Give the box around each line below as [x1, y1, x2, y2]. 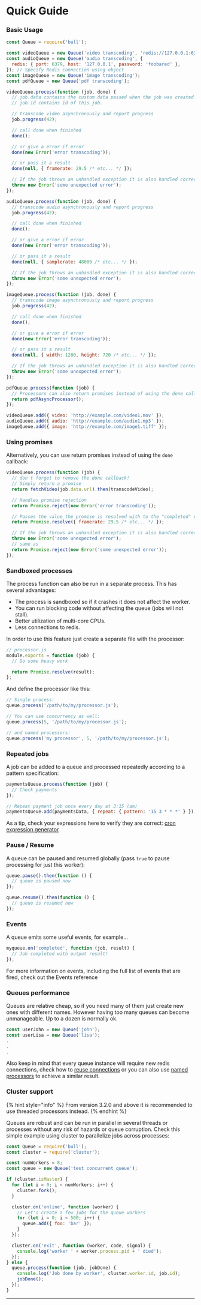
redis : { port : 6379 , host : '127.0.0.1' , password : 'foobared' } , [11, 61, 181, 67]
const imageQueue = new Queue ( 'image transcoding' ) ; [6, 72, 141, 79]
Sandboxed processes [6, 566, 73, 574]
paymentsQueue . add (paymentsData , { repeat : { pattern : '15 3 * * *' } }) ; [6, 809, 197, 815]
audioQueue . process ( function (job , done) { [6, 198, 117, 205]
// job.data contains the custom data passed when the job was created [11, 94, 194, 100]
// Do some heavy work [11, 658, 68, 664]
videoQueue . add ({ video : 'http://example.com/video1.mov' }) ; [6, 412, 165, 418]
